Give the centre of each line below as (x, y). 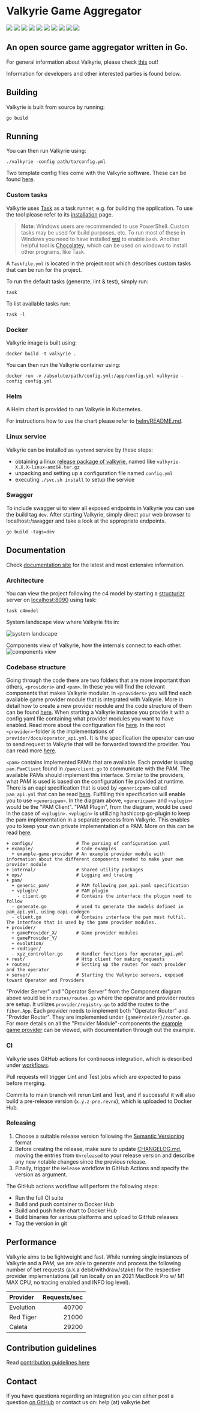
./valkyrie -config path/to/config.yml (56, 162)
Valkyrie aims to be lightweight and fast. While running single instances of (97, 1257)
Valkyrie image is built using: (41, 342)
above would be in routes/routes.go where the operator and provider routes (100, 998)
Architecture (25, 580)
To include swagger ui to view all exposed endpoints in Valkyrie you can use (100, 508)
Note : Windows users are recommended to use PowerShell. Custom (105, 226)
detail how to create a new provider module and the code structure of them (99, 706)
